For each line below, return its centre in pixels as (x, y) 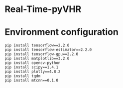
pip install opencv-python (33, 63)
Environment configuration (62, 32)
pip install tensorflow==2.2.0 (37, 45)
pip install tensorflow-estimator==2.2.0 (48, 50)
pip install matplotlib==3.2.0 (37, 58)
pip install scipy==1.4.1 (31, 67)
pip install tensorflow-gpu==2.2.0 (42, 54)
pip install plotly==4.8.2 (33, 72)
